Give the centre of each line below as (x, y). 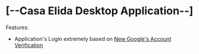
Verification (29, 45)
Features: (17, 27)
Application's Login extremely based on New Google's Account (93, 39)
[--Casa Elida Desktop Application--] (99, 11)
